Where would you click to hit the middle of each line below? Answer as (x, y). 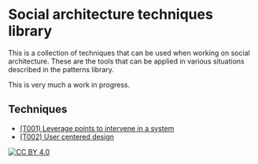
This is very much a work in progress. (69, 85)
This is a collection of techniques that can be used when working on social (129, 53)
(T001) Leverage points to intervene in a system (97, 128)
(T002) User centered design (67, 137)
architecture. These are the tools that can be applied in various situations (127, 61)
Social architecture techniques (111, 15)
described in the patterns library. (61, 69)
